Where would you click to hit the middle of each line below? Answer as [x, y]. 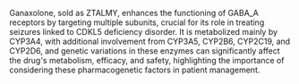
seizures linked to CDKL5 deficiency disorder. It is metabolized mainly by [144, 32]
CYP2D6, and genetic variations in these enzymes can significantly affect [145, 51]
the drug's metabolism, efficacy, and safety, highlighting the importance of [147, 60]
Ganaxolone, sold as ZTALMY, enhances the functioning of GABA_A [134, 13]
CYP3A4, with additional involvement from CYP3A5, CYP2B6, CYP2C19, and [150, 41]
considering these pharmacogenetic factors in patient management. [135, 70]
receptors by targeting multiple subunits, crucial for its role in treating [137, 22]
